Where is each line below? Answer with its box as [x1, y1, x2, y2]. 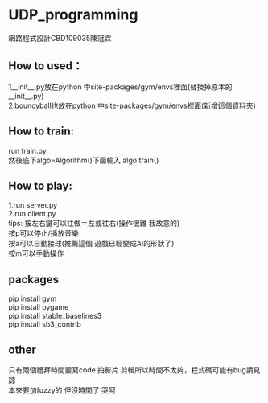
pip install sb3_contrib [8, 319, 82, 329]
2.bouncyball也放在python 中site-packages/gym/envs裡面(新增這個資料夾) [8, 101, 256, 110]
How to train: [8, 125, 75, 138]
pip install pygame [8, 302, 69, 312]
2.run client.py [8, 209, 56, 219]
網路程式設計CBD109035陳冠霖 [8, 33, 112, 43]
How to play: [8, 179, 72, 192]
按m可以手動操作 [8, 249, 64, 258]
